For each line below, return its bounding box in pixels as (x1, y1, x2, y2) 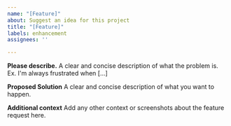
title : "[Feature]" (7, 23, 64, 30)
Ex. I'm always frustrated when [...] (7, 69, 108, 78)
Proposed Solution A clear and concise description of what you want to (7, 83, 215, 91)
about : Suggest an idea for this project (7, 17, 130, 24)
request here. (7, 111, 46, 120)
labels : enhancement (7, 29, 68, 37)
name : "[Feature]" (7, 10, 61, 17)
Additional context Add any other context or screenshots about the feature (7, 104, 225, 112)
